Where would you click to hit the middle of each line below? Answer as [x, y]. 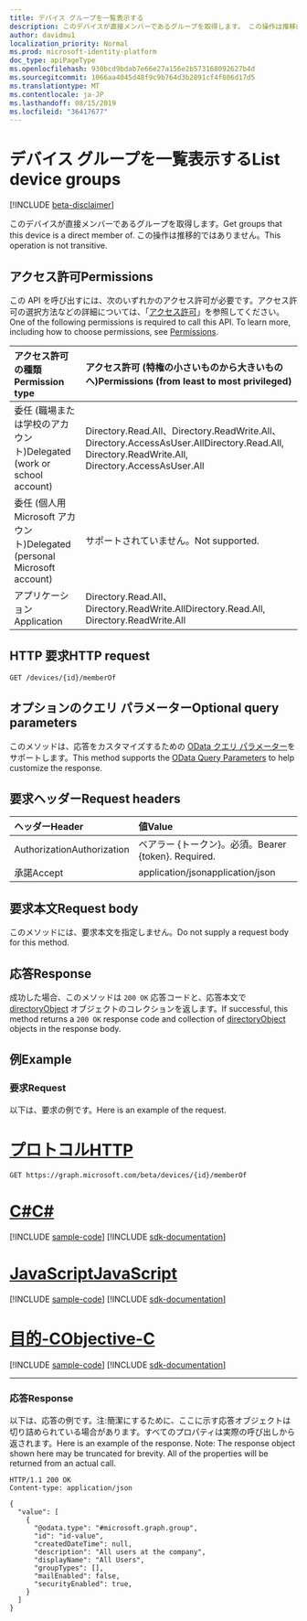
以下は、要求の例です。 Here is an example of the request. [118, 1110]
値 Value [156, 827]
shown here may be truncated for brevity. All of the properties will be [139, 1453]
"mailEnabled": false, [77, 1576]
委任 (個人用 [40, 503]
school [29, 475]
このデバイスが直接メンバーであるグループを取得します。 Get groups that [146, 224]
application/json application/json [207, 873]
